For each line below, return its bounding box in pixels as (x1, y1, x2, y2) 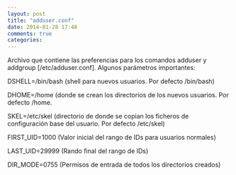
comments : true (7, 30, 52, 37)
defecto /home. (7, 98, 52, 107)
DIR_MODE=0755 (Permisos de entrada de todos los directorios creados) (7, 160, 221, 169)
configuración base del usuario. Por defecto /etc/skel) (7, 119, 165, 128)
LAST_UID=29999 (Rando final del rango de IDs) (7, 147, 149, 155)
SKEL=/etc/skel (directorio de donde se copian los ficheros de (7, 112, 189, 121)
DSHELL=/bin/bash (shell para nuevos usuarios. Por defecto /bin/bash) (7, 77, 215, 85)
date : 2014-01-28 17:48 (7, 23, 78, 30)
